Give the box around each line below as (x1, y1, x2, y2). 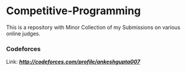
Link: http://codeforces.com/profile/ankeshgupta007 (6, 58, 141, 66)
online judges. (6, 30, 41, 37)
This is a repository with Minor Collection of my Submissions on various (6, 24, 181, 31)
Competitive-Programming (6, 4, 141, 18)
